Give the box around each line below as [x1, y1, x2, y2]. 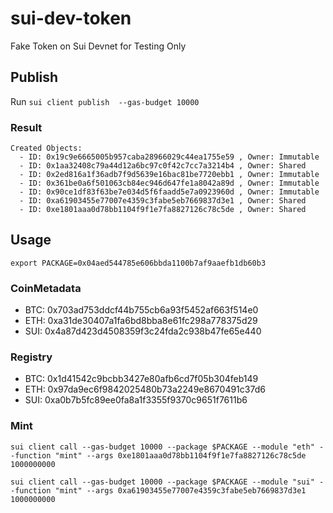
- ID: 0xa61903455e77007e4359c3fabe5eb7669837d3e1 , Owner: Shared [19, 196, 307, 206]
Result [10, 120, 43, 134]
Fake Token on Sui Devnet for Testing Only [10, 40, 187, 52]
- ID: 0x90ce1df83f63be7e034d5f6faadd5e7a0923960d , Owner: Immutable [19, 187, 320, 197]
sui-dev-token [10, 7, 132, 30]
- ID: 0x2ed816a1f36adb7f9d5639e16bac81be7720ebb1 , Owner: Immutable [19, 170, 320, 180]
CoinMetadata [10, 281, 82, 295]
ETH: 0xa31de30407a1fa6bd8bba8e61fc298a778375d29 [24, 315, 258, 327]
